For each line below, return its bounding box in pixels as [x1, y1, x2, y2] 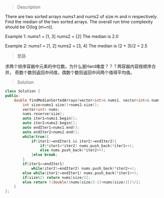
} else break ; [31, 153, 58, 157]
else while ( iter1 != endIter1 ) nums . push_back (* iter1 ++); [22, 171, 139, 176]
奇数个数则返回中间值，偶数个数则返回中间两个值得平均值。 [14, 69, 135, 75]
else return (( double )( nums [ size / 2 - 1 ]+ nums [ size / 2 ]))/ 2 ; [22, 179, 141, 185]
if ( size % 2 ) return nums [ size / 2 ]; [22, 175, 91, 180]
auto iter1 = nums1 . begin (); [22, 116, 78, 121]
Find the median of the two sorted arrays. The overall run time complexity [5, 19, 153, 24]
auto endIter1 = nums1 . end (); [22, 125, 80, 130]
